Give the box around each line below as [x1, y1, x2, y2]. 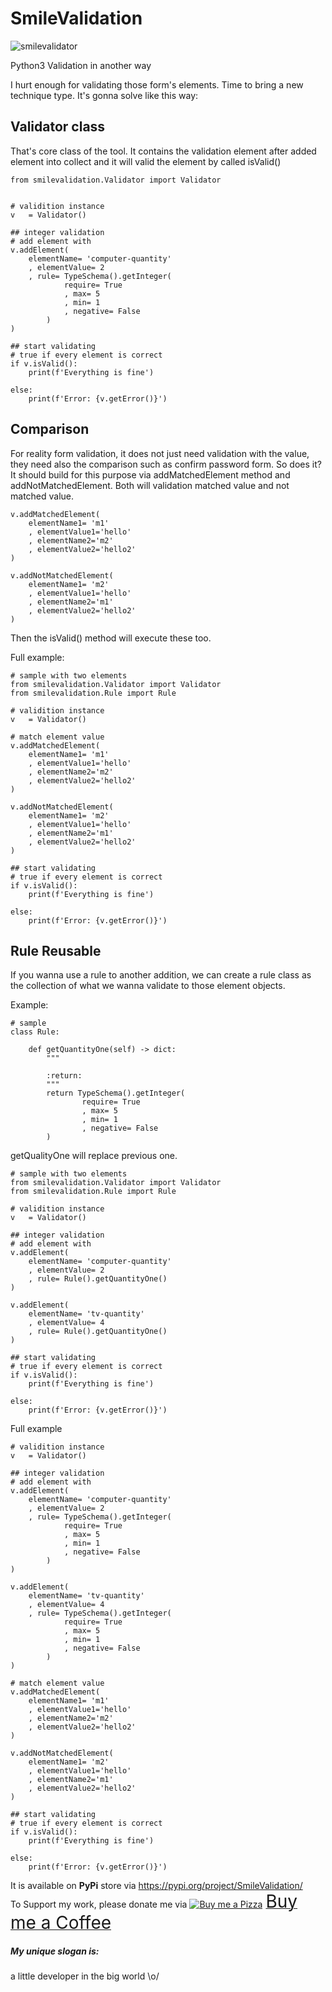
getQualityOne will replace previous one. [10, 1150, 178, 1162]
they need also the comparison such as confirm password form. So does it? [10, 458, 322, 470]
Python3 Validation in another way [10, 59, 152, 71]
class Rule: [10, 1027, 60, 1037]
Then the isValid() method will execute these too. [10, 632, 212, 644]
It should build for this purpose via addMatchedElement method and [10, 468, 291, 481]
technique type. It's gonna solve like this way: [10, 89, 199, 101]
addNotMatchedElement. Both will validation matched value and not [10, 479, 290, 491]
